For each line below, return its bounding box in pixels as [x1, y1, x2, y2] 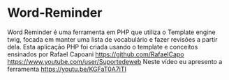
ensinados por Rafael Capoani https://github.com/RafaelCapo [7, 50, 184, 58]
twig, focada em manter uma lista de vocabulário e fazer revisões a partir [7, 35, 218, 43]
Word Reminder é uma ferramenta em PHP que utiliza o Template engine [7, 28, 216, 36]
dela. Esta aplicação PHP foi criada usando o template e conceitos [7, 42, 198, 51]
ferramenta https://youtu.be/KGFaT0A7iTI [7, 65, 127, 73]
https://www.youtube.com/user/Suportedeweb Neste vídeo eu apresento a [7, 57, 223, 65]
